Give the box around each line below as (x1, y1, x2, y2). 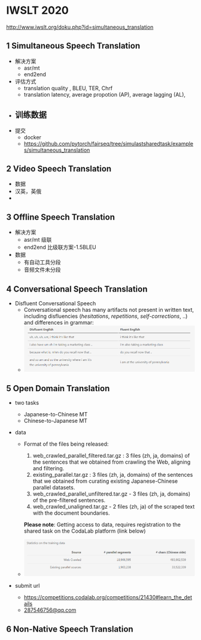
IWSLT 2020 (6, 4, 69, 17)
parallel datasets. (32, 484, 75, 491)
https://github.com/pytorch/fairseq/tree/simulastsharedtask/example (23, 140, 194, 147)
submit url (14, 582, 40, 590)
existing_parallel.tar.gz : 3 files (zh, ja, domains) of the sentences (32, 471, 193, 479)
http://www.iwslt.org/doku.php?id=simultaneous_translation (6, 23, 154, 31)
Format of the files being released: (23, 440, 109, 447)
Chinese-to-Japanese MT (23, 417, 88, 425)
